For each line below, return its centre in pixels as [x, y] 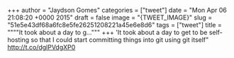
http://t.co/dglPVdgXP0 [41, 47]
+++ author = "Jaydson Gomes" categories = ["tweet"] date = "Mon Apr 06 [117, 10]
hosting [18, 40]
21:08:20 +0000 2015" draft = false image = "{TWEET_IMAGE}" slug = [110, 17]
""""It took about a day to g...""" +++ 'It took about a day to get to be [107, 32]
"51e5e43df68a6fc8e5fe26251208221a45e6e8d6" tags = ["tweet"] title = [115, 25]
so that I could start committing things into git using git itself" [120, 40]
